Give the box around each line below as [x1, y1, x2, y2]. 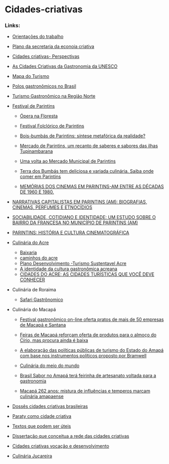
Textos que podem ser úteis [12, 423, 71, 429]
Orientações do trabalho [12, 33, 64, 39]
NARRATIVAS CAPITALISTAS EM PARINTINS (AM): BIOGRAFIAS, [12, 199, 148, 205]
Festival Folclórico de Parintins [19, 123, 85, 129]
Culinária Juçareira [12, 453, 52, 459]
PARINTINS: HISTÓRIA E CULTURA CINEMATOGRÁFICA [12, 230, 130, 236]
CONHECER [19, 277, 45, 283]
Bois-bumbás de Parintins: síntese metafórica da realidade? [19, 133, 146, 139]
